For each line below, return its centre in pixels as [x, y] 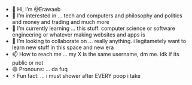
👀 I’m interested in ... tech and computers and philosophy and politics [97, 16]
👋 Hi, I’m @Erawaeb [36, 9]
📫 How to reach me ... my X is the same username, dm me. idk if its [95, 54]
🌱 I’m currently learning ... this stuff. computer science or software [93, 28]
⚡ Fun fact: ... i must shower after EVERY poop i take [76, 76]
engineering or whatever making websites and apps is [78, 35]
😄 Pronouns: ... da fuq [39, 69]
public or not [28, 63]
